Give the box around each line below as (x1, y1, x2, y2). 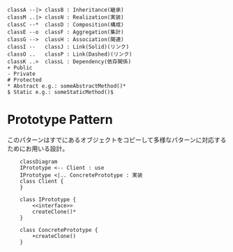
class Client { (20, 178, 64, 184)
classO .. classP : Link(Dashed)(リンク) (7, 51, 133, 58)
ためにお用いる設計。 (7, 144, 68, 152)
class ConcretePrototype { (20, 226, 98, 233)
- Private (7, 70, 36, 77)
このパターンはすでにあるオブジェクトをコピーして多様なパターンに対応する (7, 135, 227, 144)
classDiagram (20, 158, 58, 165)
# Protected (7, 77, 42, 84)
